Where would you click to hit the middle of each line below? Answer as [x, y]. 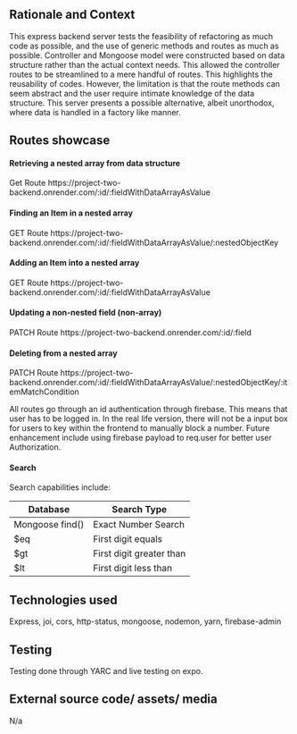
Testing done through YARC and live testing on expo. [106, 671]
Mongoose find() [49, 525]
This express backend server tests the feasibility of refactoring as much [141, 36]
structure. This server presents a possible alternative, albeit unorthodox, [142, 103]
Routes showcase [60, 141]
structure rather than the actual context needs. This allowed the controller [145, 64]
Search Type [140, 510]
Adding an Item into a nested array [74, 263]
